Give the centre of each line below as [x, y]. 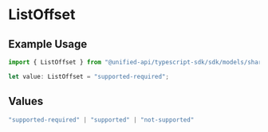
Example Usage [48, 44]
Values [26, 101]
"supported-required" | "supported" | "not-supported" [101, 120]
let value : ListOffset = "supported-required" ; [89, 76]
